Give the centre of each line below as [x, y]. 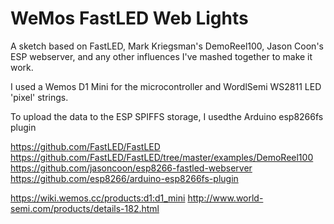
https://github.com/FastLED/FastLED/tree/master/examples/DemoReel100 [162, 157]
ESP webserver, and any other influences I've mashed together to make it [161, 56]
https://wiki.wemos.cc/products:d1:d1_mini [98, 198]
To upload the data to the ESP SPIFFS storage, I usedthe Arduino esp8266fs [167, 116]
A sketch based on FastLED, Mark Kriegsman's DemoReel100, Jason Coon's [167, 46]
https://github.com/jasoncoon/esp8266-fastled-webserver [131, 168]
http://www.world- [225, 198]
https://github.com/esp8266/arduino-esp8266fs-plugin [124, 178]
